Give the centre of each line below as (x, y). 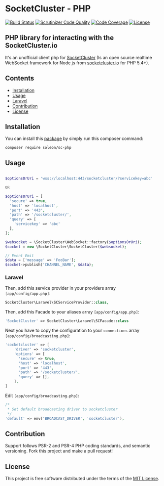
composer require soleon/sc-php (38, 148)
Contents (20, 78)
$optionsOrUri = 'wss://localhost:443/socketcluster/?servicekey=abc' (79, 178)
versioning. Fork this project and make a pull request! (59, 451)
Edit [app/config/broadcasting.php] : (42, 396)
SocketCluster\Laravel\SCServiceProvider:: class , (57, 303)
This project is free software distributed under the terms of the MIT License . (82, 479)
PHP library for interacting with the (60, 38)
